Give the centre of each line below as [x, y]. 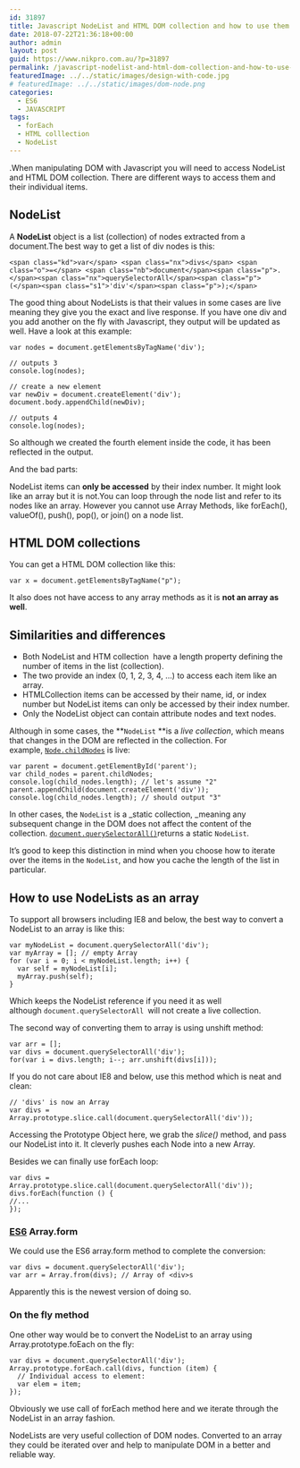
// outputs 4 [33, 418]
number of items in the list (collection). [93, 666]
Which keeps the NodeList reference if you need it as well [115, 1001]
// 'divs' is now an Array [59, 1102]
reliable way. [33, 1454]
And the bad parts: [44, 469]
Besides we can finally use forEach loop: [84, 1161]
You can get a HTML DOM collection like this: [92, 564]
